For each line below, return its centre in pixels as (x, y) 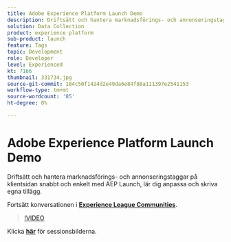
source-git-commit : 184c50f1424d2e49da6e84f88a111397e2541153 (98, 84)
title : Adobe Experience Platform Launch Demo (75, 13)
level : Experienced (35, 65)
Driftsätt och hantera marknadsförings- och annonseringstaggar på (102, 177)
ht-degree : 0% (27, 103)
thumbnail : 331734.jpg (40, 77)
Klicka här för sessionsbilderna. (52, 231)
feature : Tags (27, 45)
